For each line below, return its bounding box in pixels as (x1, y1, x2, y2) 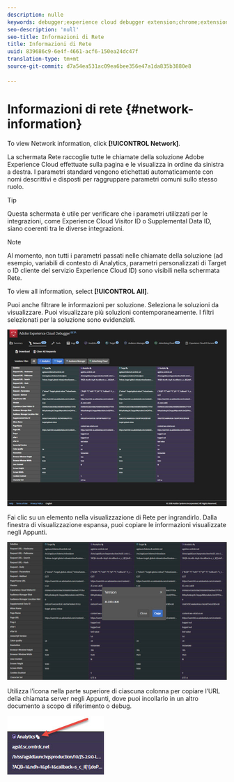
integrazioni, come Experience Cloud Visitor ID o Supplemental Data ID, (7, 216, 212, 225)
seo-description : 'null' (7, 26, 79, 33)
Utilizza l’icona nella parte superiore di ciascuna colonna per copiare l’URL (7, 687, 221, 695)
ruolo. (7, 182, 24, 191)
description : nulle (7, 11, 64, 18)
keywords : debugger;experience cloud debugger (7, 18, 145, 26)
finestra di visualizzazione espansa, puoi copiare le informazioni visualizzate (7, 520, 226, 529)
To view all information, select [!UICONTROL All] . (7, 287, 149, 295)
